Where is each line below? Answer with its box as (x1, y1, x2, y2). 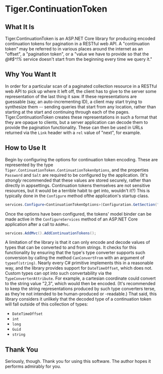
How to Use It (5, 144, 46, 152)
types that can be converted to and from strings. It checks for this (5, 244, 137, 251)
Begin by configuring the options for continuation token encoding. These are (5, 156, 158, 162)
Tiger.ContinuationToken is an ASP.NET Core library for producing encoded (5, 35, 155, 41)
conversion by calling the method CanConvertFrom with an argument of (5, 255, 145, 261)
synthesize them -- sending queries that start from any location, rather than (5, 103, 156, 110)
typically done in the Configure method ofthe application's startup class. (5, 193, 149, 199)
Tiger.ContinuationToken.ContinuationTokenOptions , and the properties (5, 167, 149, 173)
